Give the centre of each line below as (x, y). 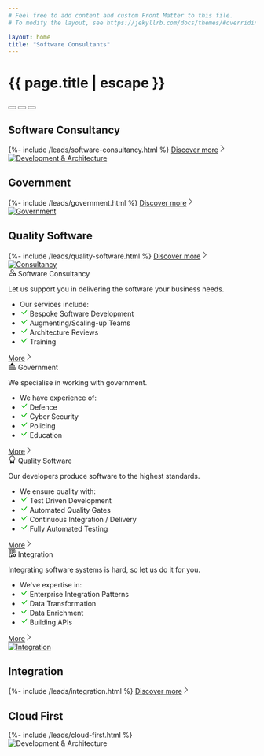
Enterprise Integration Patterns (79, 594)
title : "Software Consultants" (59, 44)
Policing (43, 425)
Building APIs (51, 622)
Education (46, 435)
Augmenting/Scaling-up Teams (80, 323)
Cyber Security (54, 416)
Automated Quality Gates (70, 510)
